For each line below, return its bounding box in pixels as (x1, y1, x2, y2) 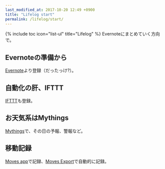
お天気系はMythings (5, 113, 69, 122)
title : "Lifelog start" (5, 12, 55, 17)
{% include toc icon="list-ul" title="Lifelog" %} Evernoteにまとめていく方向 (5, 31, 160, 37)
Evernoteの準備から (5, 53, 67, 61)
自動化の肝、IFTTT (5, 83, 64, 92)
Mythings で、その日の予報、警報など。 (5, 128, 86, 134)
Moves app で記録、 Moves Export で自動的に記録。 (5, 158, 109, 164)
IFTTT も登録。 (5, 98, 35, 103)
